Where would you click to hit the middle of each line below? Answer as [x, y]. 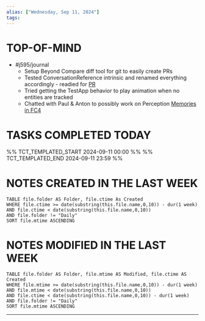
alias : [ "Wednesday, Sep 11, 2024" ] [53, 12]
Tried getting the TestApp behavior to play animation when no [102, 91]
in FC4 [33, 110]
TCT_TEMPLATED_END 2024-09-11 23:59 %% [65, 158]
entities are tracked [49, 97]
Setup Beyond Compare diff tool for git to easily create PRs [98, 72]
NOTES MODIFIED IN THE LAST [86, 245]
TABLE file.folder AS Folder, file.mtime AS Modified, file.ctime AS [97, 275]
